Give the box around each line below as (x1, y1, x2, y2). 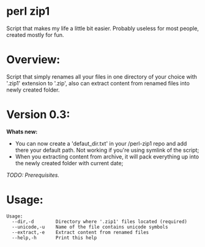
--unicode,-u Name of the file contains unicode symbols (12, 224, 168, 230)
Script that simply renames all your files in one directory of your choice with (6, 73, 198, 80)
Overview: (6, 53, 61, 67)
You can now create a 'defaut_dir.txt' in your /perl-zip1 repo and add (15, 139, 187, 147)
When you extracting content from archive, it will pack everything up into (15, 152, 199, 160)
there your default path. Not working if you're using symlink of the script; (15, 146, 199, 154)
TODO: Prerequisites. (6, 171, 60, 179)
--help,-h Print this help (12, 235, 97, 241)
